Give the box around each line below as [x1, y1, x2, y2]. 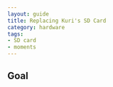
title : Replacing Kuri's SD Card [7, 17, 107, 24]
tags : [7, 30, 23, 38]
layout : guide [7, 10, 50, 18]
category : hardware [7, 24, 65, 31]
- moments [7, 43, 37, 51]
